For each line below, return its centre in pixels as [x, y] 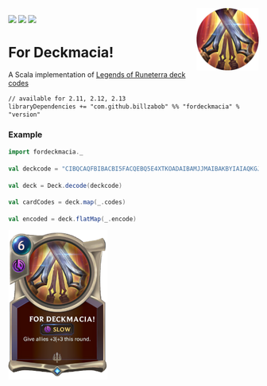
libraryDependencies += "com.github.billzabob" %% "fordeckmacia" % [124, 107]
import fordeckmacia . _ [46, 152]
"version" [25, 115]
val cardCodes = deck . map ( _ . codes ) [67, 202]
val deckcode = [33, 169]
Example [25, 135]
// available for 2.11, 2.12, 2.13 [67, 99]
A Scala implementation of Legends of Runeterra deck [97, 74]
